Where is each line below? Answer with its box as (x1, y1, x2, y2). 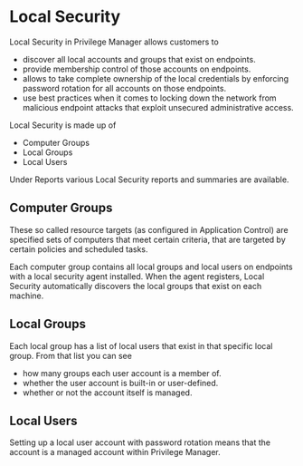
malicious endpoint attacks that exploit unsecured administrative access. (22, 102, 294, 112)
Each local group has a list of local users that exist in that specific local (9, 340, 273, 351)
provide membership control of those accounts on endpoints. (22, 63, 251, 74)
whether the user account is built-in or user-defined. (22, 377, 219, 388)
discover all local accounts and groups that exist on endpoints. (22, 53, 256, 64)
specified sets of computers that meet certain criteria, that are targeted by (9, 234, 287, 245)
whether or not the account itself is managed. (22, 387, 193, 398)
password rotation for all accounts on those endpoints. (22, 83, 227, 93)
